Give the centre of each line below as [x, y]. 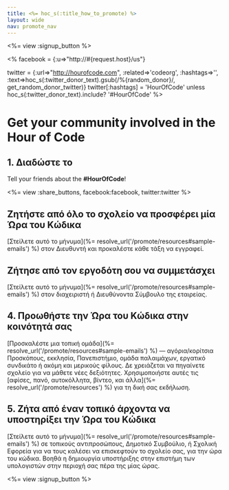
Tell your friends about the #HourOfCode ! [67, 179]
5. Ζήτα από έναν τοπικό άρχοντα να [89, 409]
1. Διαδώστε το [40, 162]
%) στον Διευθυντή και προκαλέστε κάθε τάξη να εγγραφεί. [117, 249]
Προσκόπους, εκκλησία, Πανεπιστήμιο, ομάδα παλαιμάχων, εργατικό [107, 358]
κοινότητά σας [40, 327]
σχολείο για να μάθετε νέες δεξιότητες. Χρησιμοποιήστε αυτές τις [103, 372]
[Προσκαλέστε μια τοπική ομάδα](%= [61, 343]
